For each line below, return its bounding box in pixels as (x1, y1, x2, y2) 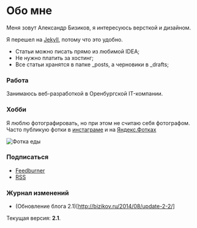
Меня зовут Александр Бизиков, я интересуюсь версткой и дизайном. (6, 24, 191, 31)
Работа (6, 76, 29, 85)
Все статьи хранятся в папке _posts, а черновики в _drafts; (15, 61, 169, 68)
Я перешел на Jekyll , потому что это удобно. (6, 36, 124, 43)
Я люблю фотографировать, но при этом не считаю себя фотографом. (6, 119, 190, 126)
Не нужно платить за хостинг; (15, 54, 94, 61)
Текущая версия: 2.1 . (6, 215, 61, 222)
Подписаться (6, 153, 49, 161)
